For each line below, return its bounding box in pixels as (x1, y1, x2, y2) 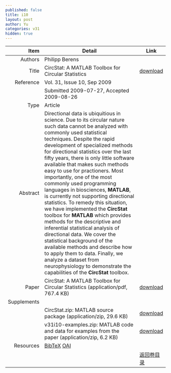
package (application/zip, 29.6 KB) (44, 313, 128, 320)
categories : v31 (5, 26, 40, 32)
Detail (82, 47, 97, 54)
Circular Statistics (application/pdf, (44, 283, 128, 291)
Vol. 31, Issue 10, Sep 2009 (44, 79, 112, 85)
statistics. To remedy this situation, (44, 199, 127, 206)
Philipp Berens (44, 56, 79, 63)
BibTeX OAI (44, 342, 71, 349)
